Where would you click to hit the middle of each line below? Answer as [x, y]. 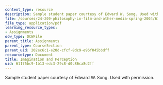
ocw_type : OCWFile [24, 37]
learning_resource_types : [31, 28]
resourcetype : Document [29, 55]
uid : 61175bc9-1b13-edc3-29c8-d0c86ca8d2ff [50, 64]
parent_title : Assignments [32, 41]
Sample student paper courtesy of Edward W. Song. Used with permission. [80, 78]
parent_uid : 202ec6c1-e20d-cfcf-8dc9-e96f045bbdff [57, 50]
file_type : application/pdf [33, 23]
